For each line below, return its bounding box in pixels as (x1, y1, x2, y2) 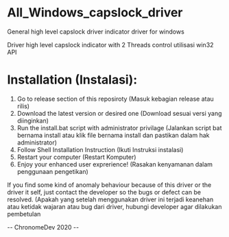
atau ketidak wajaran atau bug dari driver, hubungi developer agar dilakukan (7, 202, 222, 210)
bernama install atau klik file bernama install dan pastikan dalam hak (16, 131, 210, 139)
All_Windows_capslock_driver (7, 5, 183, 21)
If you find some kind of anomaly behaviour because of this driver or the (7, 180, 212, 189)
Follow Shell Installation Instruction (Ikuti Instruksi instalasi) (16, 145, 184, 153)
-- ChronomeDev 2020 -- (7, 223, 80, 231)
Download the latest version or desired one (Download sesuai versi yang (16, 109, 222, 117)
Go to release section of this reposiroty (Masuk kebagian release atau (16, 95, 214, 103)
